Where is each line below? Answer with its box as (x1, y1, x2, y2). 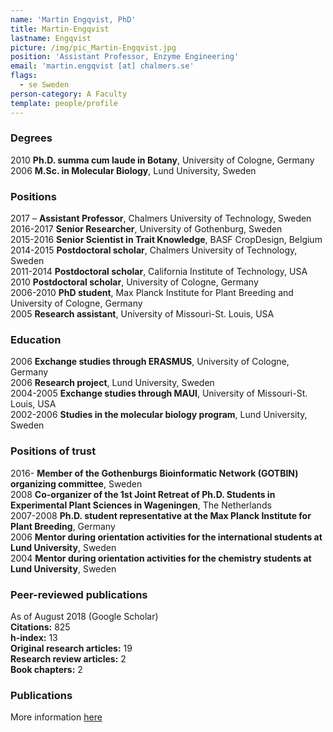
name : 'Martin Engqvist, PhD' (10, 14, 137, 25)
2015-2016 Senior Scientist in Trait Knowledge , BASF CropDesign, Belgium (10, 234, 323, 246)
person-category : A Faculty (10, 89, 128, 99)
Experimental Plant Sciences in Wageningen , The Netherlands (10, 499, 272, 511)
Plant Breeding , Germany (10, 520, 116, 532)
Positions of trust (10, 444, 97, 458)
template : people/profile (10, 98, 118, 108)
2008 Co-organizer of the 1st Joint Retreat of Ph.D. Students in (10, 488, 276, 500)
